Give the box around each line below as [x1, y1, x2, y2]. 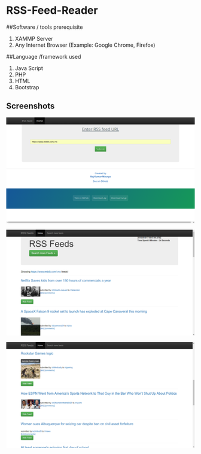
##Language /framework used [6, 53, 81, 60]
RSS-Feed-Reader [6, 4, 98, 17]
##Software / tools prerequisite [6, 23, 83, 31]
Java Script [14, 64, 43, 72]
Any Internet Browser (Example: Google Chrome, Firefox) [14, 41, 156, 49]
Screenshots [6, 101, 55, 111]
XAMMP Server [14, 35, 53, 42]
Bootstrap [14, 83, 39, 90]
